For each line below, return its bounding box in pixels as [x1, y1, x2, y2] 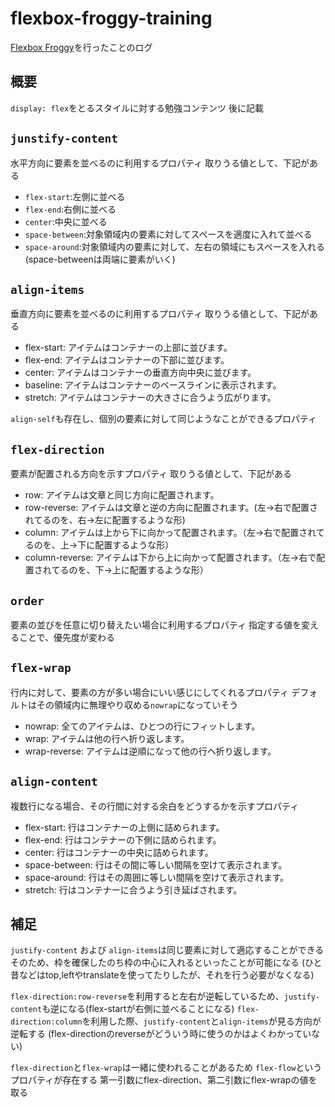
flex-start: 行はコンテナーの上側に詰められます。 [24, 821, 225, 833]
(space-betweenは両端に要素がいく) [24, 253, 176, 265]
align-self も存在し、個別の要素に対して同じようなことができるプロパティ [10, 413, 318, 425]
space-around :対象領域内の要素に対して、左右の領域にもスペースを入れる [24, 240, 325, 252]
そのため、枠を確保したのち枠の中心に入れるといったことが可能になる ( [10, 957, 306, 969]
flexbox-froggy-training [10, 7, 213, 30]
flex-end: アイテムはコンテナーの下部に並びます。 [24, 354, 230, 366]
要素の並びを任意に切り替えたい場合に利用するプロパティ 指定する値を [10, 619, 302, 631]
